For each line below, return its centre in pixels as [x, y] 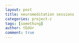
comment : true [20, 33]
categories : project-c [29, 19]
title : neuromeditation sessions [40, 14]
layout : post [19, 10]
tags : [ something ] [24, 23]
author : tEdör [20, 28]
